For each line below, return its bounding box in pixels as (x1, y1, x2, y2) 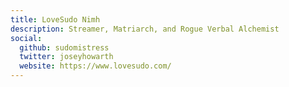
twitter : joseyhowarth (19, 52, 114, 62)
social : (10, 33, 43, 43)
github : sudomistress (19, 42, 110, 53)
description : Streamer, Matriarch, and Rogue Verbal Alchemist (10, 24, 280, 34)
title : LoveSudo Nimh (10, 14, 101, 25)
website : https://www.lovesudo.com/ (19, 61, 172, 71)
